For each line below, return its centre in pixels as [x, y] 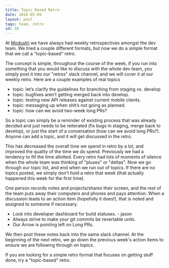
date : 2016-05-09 [23, 15]
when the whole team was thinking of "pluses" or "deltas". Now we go [78, 162]
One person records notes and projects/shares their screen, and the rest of [83, 188]
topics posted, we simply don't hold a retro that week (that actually [75, 173]
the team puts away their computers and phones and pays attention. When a [85, 193]
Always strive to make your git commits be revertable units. [74, 219]
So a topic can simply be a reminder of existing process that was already [81, 120]
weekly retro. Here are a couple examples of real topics [63, 80]
